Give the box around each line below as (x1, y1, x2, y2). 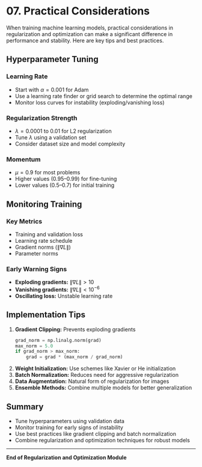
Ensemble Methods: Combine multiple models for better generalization (14, 384, 192, 391)
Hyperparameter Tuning (6, 54, 99, 64)
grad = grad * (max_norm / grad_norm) (26, 354, 123, 360)
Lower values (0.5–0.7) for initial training (14, 182, 115, 189)
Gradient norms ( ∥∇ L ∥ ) (14, 243, 71, 251)
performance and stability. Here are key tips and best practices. (6, 37, 164, 44)
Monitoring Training (6, 199, 82, 209)
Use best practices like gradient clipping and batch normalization (14, 430, 176, 437)
